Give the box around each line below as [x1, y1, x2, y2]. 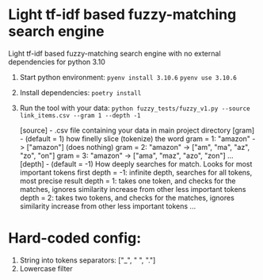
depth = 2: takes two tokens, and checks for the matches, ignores [19, 193, 235, 202]
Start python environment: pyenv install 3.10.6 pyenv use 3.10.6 [19, 72, 238, 82]
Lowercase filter [19, 263, 73, 273]
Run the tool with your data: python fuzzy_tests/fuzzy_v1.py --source [19, 103, 251, 113]
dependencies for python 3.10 [8, 57, 105, 67]
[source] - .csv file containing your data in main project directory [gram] [19, 125, 255, 135]
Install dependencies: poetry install [19, 87, 142, 97]
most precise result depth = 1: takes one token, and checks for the [19, 176, 236, 186]
